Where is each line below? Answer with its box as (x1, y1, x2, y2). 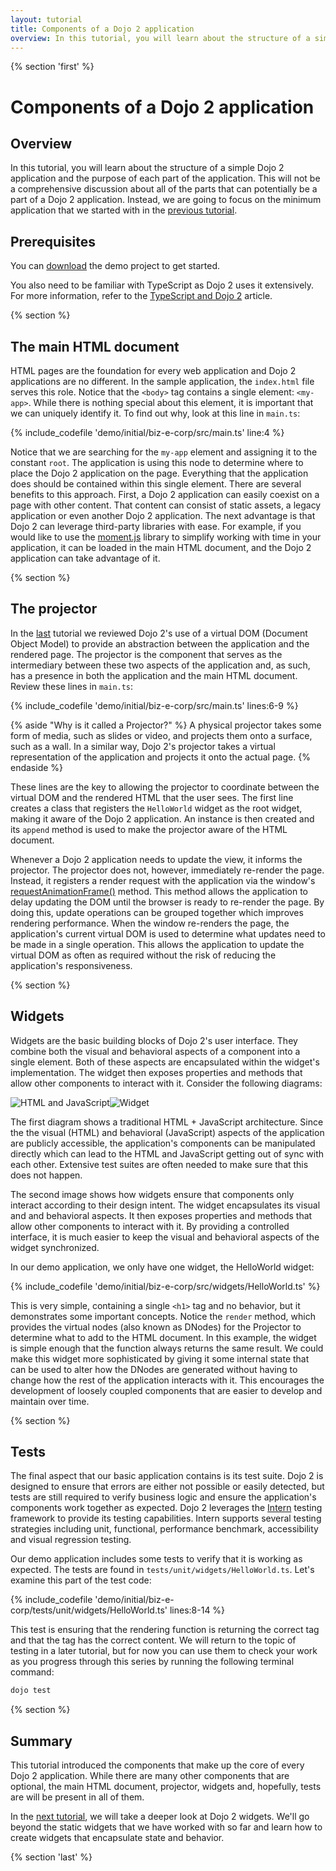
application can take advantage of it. (10, 552, 161, 564)
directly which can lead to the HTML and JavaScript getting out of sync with (10, 1147, 325, 1160)
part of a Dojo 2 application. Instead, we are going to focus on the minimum (10, 194, 322, 206)
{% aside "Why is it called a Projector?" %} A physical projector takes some (10, 719, 322, 731)
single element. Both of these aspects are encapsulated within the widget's (10, 1056, 320, 1068)
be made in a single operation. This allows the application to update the (10, 938, 305, 950)
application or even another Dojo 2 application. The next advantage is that (10, 510, 316, 521)
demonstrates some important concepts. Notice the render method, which (10, 1310, 316, 1322)
